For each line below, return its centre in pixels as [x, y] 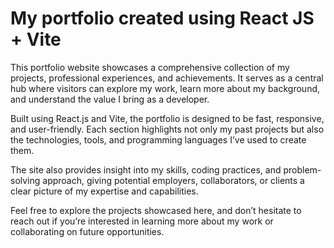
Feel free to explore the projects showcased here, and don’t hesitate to [156, 210]
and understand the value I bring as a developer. [110, 99]
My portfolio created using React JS [162, 18]
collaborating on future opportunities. [87, 231]
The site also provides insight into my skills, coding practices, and [146, 169]
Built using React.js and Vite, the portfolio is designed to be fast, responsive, [167, 118]
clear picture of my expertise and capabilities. [104, 191]
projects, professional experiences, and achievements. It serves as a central [167, 78]
